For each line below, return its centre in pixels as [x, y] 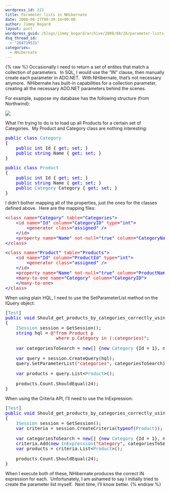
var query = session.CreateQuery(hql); [65, 358]
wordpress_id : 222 [25, 10]
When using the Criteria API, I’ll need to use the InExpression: [69, 398]
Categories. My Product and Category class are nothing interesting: [76, 128]
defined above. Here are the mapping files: [51, 208]
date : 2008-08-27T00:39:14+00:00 [40, 19]
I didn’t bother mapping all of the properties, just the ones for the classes [81, 203]
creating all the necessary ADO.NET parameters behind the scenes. [76, 88]
